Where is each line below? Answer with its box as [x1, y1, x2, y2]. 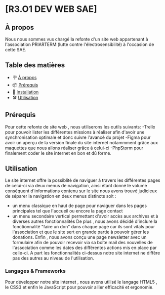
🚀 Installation [12, 89, 39, 95]
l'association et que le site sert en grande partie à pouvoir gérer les [12, 229, 149, 235]
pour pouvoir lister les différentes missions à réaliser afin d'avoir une [5, 129, 145, 135]
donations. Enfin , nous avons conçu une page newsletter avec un [12, 234, 147, 240]
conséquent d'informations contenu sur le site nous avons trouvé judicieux [5, 188, 157, 194]
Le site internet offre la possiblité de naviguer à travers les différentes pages [5, 177, 161, 183]
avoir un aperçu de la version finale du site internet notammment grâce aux [5, 139, 158, 145]
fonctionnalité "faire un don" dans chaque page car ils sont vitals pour [12, 224, 155, 230]
